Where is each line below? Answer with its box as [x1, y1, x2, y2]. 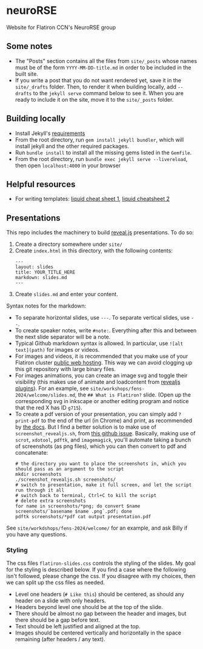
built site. [15, 70, 38, 77]
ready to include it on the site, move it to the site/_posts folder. [15, 96, 174, 103]
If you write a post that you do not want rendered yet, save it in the [15, 76, 182, 84]
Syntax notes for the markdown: [6, 302, 87, 309]
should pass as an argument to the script [15, 466, 124, 472]
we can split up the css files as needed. [6, 579, 105, 586]
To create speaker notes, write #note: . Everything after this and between [15, 327, 197, 334]
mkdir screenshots [15, 472, 62, 478]
